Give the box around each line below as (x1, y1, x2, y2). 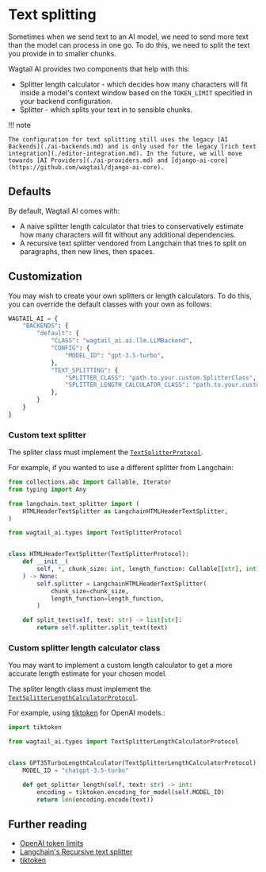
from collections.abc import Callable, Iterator (8, 478, 172, 486)
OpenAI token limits (19, 839, 84, 848)
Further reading (8, 817, 87, 831)
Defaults (8, 185, 51, 199)
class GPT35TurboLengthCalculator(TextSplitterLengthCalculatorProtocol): (8, 759, 260, 767)
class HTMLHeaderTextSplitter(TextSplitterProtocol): (8, 550, 190, 558)
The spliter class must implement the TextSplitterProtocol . (8, 447, 203, 457)
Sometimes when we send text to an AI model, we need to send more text (8, 32, 249, 41)
